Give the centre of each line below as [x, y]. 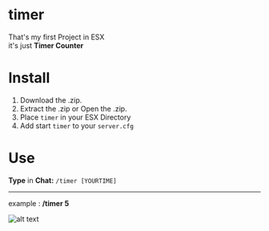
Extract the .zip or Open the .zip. [73, 108]
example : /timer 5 [39, 203]
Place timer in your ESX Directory [75, 117]
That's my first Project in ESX [56, 37]
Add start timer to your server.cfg [77, 125]
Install [29, 78]
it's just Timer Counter [46, 45]
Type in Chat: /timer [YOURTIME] [63, 180]
